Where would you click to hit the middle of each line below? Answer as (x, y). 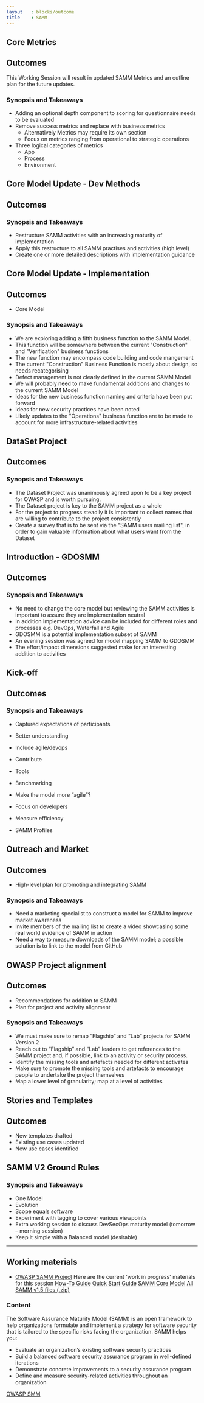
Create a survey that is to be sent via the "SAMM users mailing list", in (102, 525)
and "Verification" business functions (62, 351)
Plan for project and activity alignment (63, 1007)
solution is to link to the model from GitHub (69, 946)
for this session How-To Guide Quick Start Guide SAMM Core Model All (104, 1283)
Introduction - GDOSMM (53, 557)
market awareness (38, 920)
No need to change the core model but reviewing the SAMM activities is (105, 608)
